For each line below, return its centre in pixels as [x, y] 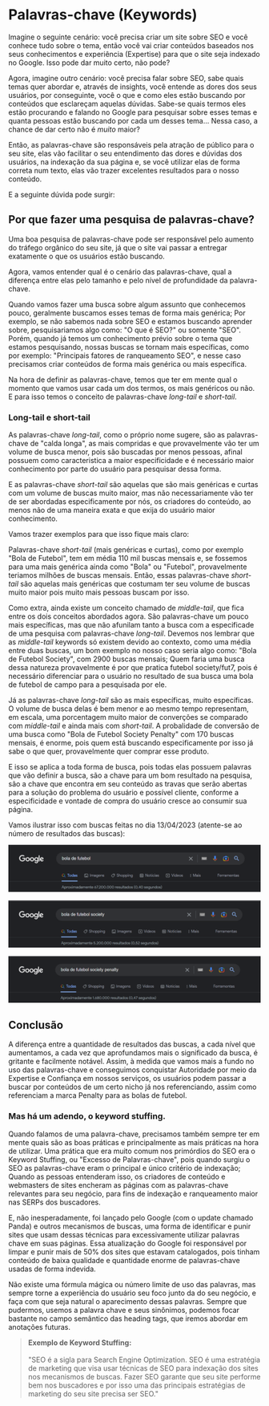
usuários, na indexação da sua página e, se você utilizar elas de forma [124, 161]
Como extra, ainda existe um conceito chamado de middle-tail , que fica [126, 608]
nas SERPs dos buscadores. [55, 1202]
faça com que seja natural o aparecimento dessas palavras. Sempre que [128, 1301]
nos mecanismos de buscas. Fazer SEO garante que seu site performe [144, 1376]
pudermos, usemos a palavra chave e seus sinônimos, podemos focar [124, 1310]
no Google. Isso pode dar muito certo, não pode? [89, 63]
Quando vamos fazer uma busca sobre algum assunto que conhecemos [127, 304]
